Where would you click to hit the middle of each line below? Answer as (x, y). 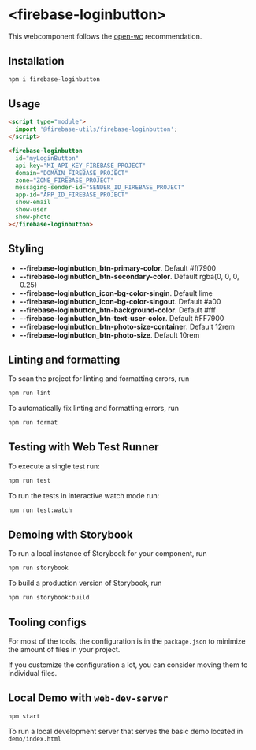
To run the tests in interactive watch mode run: (84, 495)
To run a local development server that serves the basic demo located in (126, 731)
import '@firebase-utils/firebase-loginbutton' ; (96, 129)
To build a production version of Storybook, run (85, 583)
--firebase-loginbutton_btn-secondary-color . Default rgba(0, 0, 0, (129, 276)
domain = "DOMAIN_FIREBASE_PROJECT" (72, 173)
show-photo (33, 217)
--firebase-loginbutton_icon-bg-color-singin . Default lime (116, 293)
